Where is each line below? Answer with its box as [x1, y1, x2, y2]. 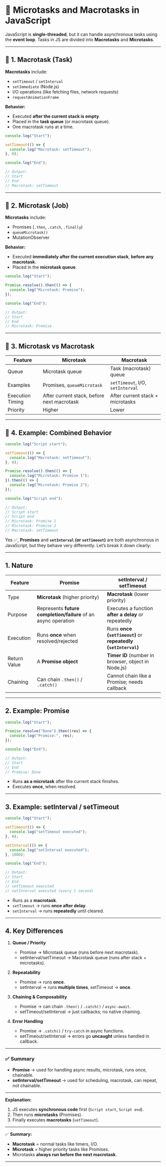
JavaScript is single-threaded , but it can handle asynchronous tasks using [5, 31, 158, 37]
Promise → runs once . [19, 979, 65, 985]
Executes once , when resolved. [12, 784, 77, 790]
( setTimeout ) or [107, 631, 143, 638]
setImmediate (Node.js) [12, 84, 59, 90]
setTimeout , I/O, [110, 379, 147, 386]
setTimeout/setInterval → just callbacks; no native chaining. [19, 1009, 141, 1015]
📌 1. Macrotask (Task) [5, 55, 73, 64]
